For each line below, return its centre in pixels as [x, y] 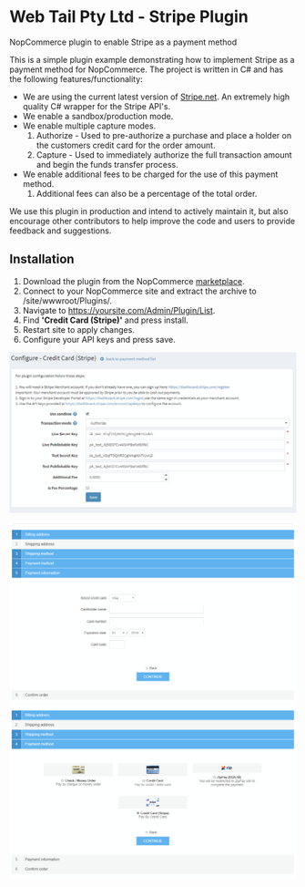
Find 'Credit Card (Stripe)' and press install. [105, 320]
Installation [42, 259]
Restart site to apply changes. [78, 329]
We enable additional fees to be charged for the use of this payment [150, 174]
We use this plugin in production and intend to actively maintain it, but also [149, 211]
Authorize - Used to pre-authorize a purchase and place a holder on [164, 135]
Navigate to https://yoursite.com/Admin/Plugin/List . [119, 310]
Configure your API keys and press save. [99, 339]
